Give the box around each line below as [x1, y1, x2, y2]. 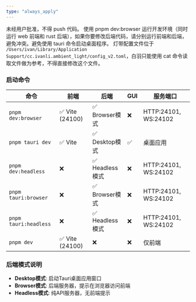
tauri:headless [9, 220, 51, 227]
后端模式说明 [6, 261, 43, 269]
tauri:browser [9, 194, 48, 201]
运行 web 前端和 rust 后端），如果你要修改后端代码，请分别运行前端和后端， [6, 33, 188, 40]
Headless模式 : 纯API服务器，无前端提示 [14, 290, 111, 297]
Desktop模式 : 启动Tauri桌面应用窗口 [14, 275, 102, 282]
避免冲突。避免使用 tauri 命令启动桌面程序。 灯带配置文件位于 [6, 40, 155, 47]
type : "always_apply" [6, 8, 59, 15]
